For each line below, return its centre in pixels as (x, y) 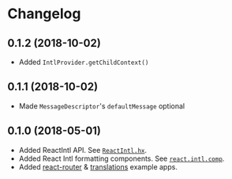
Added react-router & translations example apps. (98, 166)
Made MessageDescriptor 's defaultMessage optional (102, 106)
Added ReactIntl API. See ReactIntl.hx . (83, 150)
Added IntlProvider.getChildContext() (84, 62)
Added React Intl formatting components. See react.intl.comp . (122, 158)
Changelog (44, 14)
